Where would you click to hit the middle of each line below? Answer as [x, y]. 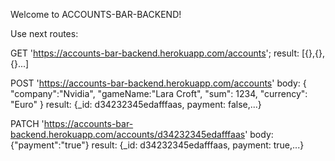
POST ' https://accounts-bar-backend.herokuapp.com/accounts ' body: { [158, 83]
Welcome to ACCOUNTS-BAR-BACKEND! [96, 14]
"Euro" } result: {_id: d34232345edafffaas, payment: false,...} [136, 104]
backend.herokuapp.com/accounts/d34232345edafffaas [128, 134]
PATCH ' [27, 123]
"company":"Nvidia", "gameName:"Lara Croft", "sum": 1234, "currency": [159, 93]
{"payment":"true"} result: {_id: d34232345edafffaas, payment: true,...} [157, 145]
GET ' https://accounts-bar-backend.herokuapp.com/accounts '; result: [155, 53]
